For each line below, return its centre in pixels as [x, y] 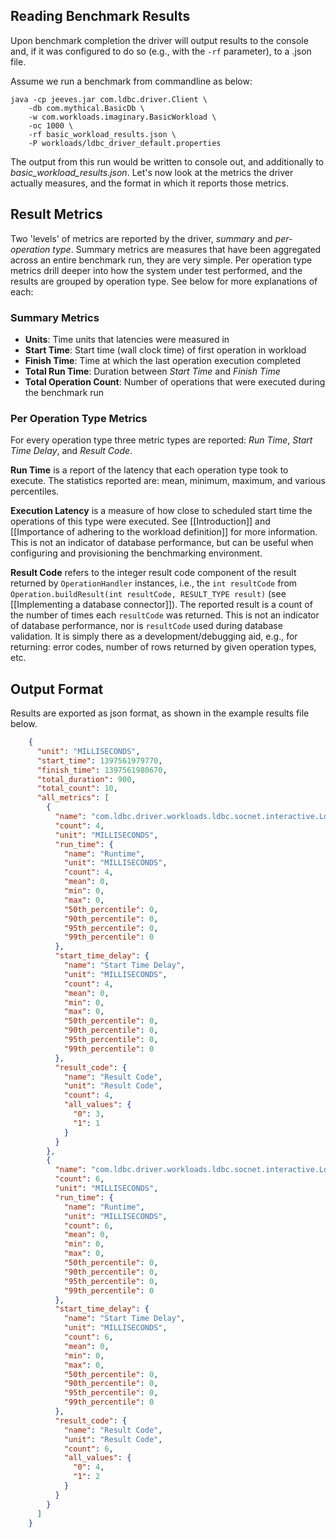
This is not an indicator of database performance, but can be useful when [162, 543]
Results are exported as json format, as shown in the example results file [160, 713]
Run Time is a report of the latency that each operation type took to [149, 470]
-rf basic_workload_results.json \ [102, 134]
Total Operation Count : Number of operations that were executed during [175, 381]
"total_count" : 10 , [77, 789]
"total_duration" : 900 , [86, 779]
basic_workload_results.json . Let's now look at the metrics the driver [152, 172]
